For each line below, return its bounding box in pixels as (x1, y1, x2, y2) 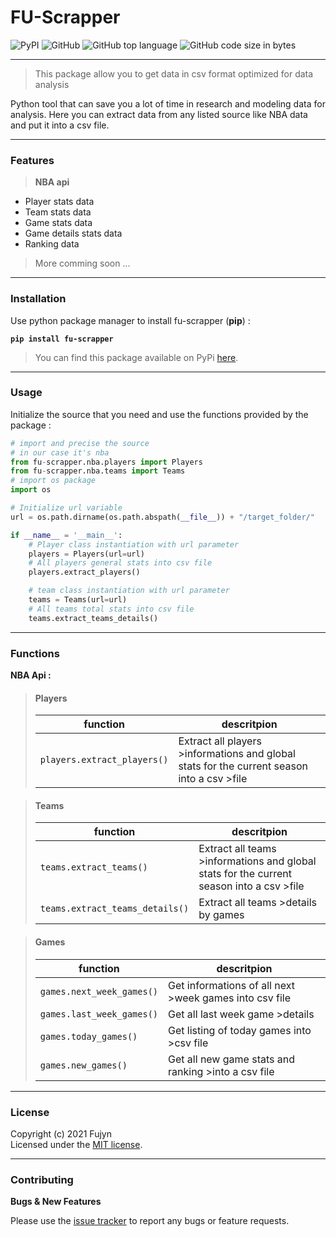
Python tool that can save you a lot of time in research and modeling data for (10, 97, 326, 110)
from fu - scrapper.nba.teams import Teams (10, 466, 186, 476)
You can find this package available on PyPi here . (34, 351, 239, 363)
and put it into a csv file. (10, 119, 110, 131)
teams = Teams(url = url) (28, 595, 128, 605)
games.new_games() (39, 1059, 128, 1071)
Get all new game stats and (168, 1052, 295, 1066)
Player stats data (24, 196, 95, 208)
